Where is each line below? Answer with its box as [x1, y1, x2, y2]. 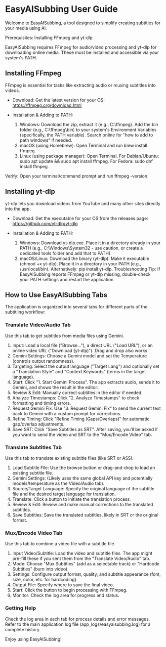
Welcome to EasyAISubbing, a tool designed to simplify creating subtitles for [5, 20, 161, 26]
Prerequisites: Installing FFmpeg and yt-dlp [5, 35, 93, 41]
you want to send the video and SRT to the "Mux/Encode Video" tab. [12, 431, 152, 437]
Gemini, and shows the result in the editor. [12, 384, 98, 390]
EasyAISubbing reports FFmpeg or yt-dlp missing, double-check [19, 271, 151, 277]
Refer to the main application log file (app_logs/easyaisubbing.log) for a [5, 621, 151, 627]
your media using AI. [5, 25, 47, 31]
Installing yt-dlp [5, 187, 55, 196]
